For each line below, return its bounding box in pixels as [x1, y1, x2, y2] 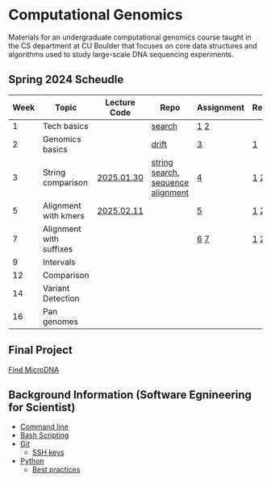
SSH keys [31, 447, 65, 457]
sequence [151, 177, 190, 188]
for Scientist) [8, 401, 76, 414]
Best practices [31, 465, 81, 475]
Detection [43, 293, 80, 304]
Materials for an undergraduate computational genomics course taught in [8, 32, 252, 42]
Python [19, 456, 44, 466]
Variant [43, 282, 70, 293]
